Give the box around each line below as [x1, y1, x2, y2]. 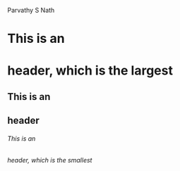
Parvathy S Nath [7, 6, 55, 14]
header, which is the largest [7, 63, 173, 79]
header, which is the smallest [7, 156, 92, 165]
